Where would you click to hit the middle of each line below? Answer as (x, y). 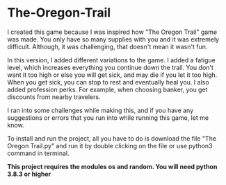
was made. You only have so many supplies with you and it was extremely (113, 39)
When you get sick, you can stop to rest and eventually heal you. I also (108, 82)
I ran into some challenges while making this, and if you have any (100, 110)
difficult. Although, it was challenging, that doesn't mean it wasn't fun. (107, 46)
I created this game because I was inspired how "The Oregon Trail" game (112, 32)
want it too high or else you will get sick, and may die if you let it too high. (112, 75)
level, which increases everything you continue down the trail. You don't (111, 67)
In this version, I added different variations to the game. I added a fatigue (111, 60)
